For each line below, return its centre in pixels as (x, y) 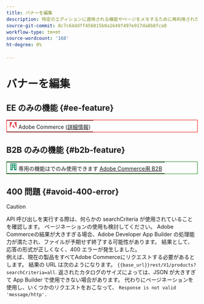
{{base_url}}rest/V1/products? (157, 265)
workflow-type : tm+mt (34, 32)
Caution (16, 207)
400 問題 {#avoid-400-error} (63, 191)
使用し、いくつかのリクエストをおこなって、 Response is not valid (91, 287)
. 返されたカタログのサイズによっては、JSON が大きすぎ (125, 272)
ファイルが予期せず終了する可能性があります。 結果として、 (118, 242)
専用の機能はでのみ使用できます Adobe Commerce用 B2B (90, 168)
